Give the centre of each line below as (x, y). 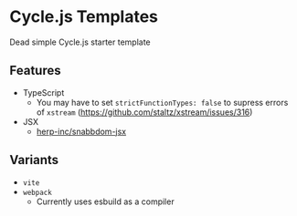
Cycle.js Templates (84, 17)
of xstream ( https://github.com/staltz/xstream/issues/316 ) (144, 112)
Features (35, 71)
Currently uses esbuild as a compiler (106, 201)
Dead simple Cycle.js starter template (80, 42)
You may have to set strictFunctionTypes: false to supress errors (162, 102)
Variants (34, 160)
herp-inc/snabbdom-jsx (81, 131)
